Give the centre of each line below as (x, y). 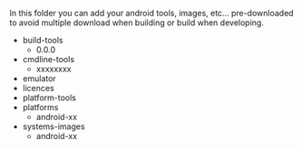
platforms (40, 107)
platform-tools (49, 98)
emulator (39, 79)
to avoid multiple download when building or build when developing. (137, 23)
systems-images (54, 126)
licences (38, 88)
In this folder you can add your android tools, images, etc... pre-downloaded (151, 13)
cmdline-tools (49, 59)
